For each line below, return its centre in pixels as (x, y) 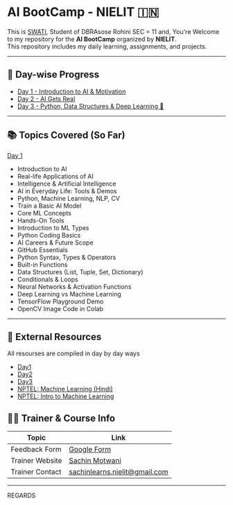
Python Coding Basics (49, 235)
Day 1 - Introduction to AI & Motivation (71, 91)
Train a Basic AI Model (49, 206)
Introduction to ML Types (53, 228)
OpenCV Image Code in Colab (60, 308)
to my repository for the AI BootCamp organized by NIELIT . (92, 39)
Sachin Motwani (95, 461)
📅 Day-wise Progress (53, 74)
